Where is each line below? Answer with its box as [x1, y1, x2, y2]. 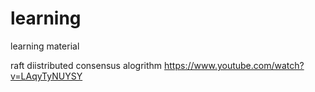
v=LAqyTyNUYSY [10, 70, 83, 82]
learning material [10, 40, 80, 52]
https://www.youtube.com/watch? [164, 59, 305, 71]
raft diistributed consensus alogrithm [10, 59, 163, 71]
